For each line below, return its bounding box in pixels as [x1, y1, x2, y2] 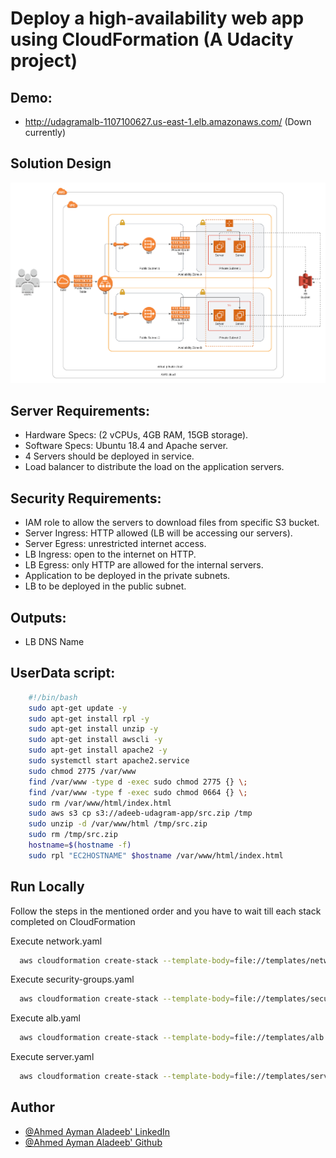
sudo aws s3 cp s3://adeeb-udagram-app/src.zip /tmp [28, 808, 253, 819]
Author [10, 1099, 55, 1116]
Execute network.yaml [10, 935, 103, 947]
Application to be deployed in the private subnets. [24, 570, 231, 582]
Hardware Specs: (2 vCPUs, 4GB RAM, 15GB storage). [24, 429, 249, 441]
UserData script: [10, 665, 116, 682]
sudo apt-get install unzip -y [28, 724, 159, 734]
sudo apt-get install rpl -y [28, 713, 150, 724]
